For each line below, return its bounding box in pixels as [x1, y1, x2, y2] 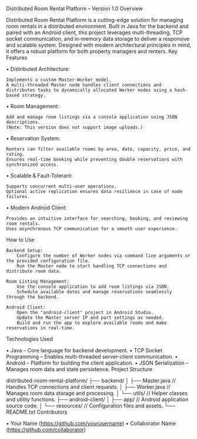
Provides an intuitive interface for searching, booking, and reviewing [6, 215, 188, 221]
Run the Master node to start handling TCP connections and [16, 263, 167, 269]
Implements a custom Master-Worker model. [6, 77, 112, 83]
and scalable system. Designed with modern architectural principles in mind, [6, 41, 192, 48]
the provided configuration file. [6, 258, 91, 264]
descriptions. [6, 119, 41, 125]
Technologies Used [6, 336, 53, 342]
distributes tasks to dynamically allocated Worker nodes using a [6, 87, 172, 93]
